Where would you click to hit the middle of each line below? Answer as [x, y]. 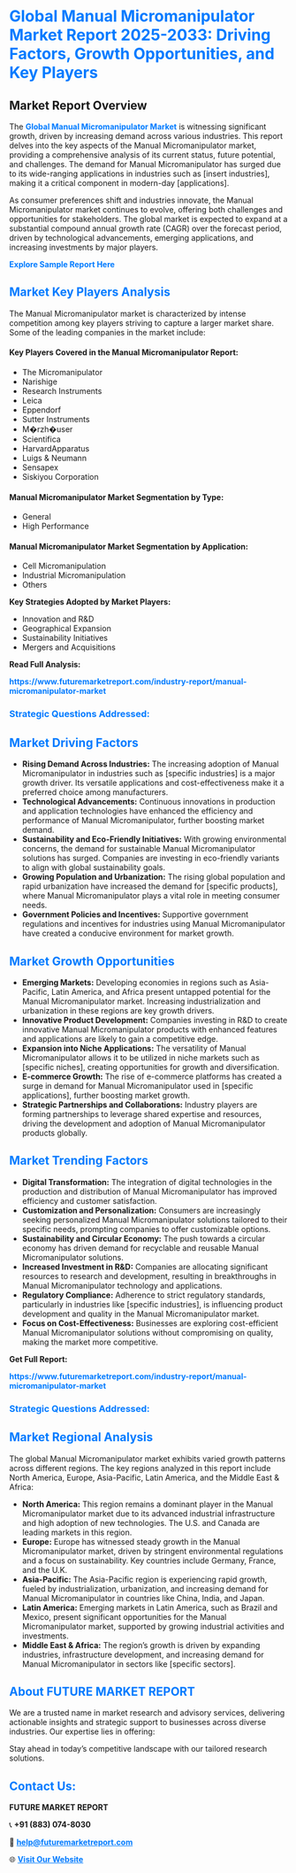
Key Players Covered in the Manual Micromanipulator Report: [124, 352]
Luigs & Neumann [54, 459]
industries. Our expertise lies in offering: [82, 1731]
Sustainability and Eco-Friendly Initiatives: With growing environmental [154, 839]
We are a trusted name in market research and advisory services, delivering [147, 1713]
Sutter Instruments [56, 420]
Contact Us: [43, 1786]
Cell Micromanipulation [64, 566]
